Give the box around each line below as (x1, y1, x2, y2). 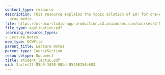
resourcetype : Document (5, 53, 54, 58)
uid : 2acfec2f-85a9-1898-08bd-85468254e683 (5, 62, 96, 67)
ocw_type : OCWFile (5, 39, 43, 44)
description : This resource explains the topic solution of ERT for (5, 12, 148, 17)
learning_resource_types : (5, 30, 58, 35)
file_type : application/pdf (5, 26, 63, 31)
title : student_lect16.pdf (5, 58, 60, 63)
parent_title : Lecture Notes (5, 44, 65, 49)
